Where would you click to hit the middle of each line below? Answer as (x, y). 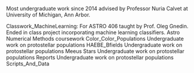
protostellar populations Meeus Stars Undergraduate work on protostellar (95, 51)
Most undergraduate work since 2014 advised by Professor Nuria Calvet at (97, 9)
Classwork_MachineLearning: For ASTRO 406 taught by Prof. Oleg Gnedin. (97, 26)
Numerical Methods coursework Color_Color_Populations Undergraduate (95, 39)
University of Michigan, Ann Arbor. (48, 15)
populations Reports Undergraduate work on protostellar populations (90, 57)
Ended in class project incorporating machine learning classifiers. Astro (93, 32)
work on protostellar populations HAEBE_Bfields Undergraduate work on (94, 45)
